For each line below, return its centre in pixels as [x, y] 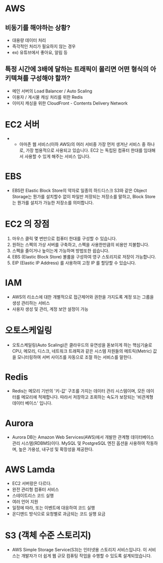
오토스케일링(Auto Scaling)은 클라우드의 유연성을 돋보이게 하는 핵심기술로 [82, 345]
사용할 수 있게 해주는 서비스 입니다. [57, 156]
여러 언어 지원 [25, 502]
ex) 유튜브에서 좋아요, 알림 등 [40, 52]
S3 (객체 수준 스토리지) [48, 535]
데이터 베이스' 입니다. [32, 403]
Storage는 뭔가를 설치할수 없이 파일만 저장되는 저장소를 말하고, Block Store [84, 196]
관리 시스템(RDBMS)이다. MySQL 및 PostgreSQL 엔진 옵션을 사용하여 [79, 443]
